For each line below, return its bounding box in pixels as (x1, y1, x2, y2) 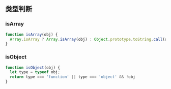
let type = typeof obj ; (10, 70, 60, 75)
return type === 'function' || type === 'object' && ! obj (10, 74, 136, 80)
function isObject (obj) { (5, 65, 60, 70)
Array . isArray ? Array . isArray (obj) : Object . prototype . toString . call (10, 37, 163, 42)
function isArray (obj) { (5, 32, 58, 37)
